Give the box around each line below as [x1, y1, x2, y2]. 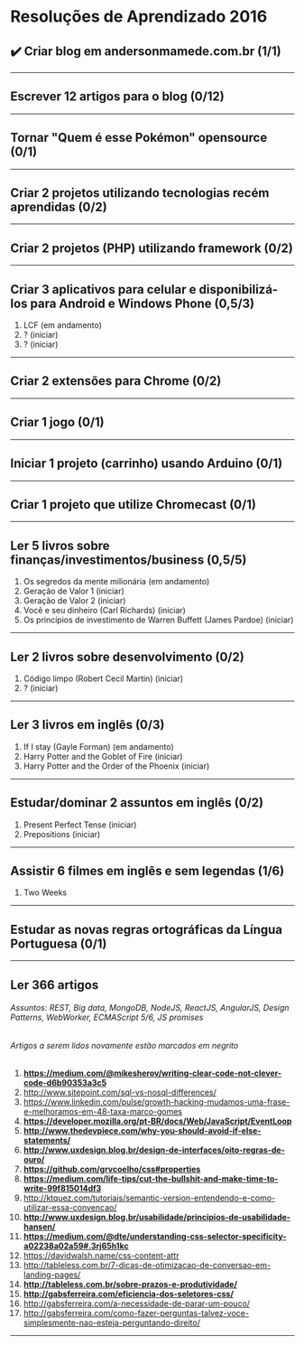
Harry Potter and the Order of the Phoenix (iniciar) [23, 761, 210, 771]
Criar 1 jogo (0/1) [10, 415, 105, 430]
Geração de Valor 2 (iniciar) [23, 595, 126, 606]
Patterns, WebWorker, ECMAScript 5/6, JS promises [10, 1012, 204, 1023]
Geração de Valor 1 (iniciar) [23, 585, 124, 597]
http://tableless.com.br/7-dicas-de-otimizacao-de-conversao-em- [23, 1260, 272, 1271]
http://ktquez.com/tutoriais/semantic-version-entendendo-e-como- [23, 1192, 276, 1203]
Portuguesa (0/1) [10, 936, 107, 951]
